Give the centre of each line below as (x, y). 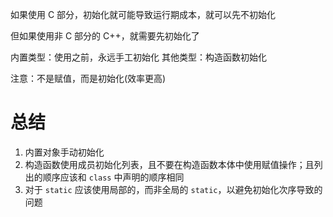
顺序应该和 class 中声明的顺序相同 (113, 177)
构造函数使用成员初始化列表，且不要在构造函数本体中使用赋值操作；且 (169, 164)
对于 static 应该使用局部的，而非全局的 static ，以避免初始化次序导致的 (173, 189)
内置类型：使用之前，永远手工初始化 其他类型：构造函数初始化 (138, 57)
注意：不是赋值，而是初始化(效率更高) (88, 78)
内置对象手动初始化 (64, 152)
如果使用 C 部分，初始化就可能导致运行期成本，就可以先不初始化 (143, 14)
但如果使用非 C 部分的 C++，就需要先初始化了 (105, 36)
